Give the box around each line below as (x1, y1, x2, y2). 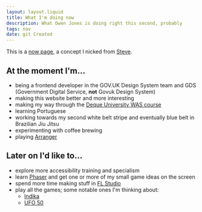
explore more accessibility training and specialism (15, 167, 140, 174)
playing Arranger (15, 133, 57, 140)
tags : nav (6, 25, 31, 32)
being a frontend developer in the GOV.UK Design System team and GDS (15, 81, 197, 88)
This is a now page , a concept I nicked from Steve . (6, 48, 132, 55)
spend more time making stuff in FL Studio (15, 179, 121, 187)
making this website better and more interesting (15, 94, 134, 102)
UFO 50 (24, 199, 44, 206)
